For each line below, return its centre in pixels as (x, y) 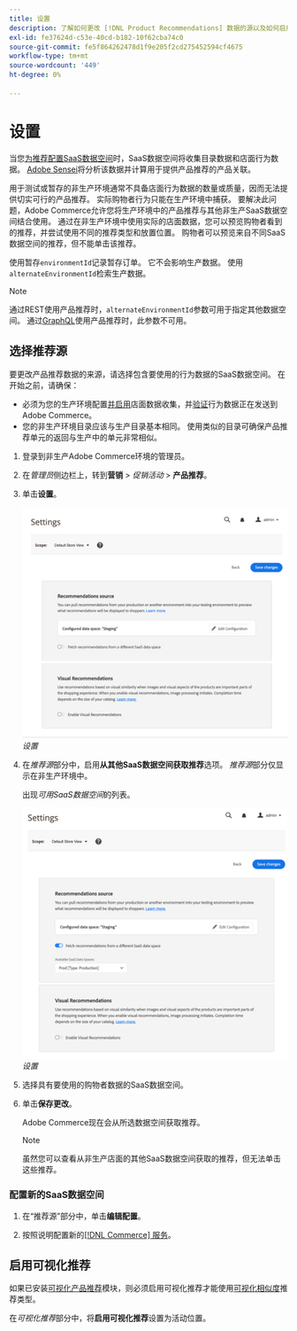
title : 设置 (30, 19)
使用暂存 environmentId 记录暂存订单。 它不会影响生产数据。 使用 (126, 262)
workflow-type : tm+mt (49, 56)
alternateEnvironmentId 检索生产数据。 (80, 273)
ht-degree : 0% (35, 75)
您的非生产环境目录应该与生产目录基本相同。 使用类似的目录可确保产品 (151, 426)
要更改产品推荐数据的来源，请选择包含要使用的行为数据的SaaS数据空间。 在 (147, 374)
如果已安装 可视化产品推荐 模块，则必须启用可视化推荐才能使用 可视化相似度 (145, 1288)
